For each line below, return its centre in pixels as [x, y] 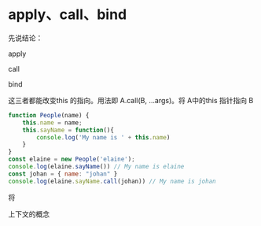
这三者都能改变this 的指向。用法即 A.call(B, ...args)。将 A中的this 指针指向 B [131, 100]
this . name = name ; [52, 122]
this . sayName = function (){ [68, 130]
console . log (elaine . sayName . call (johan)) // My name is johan [112, 181]
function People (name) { [49, 115]
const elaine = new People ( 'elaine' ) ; [72, 159]
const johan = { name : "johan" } [63, 174]
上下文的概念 [29, 214]
